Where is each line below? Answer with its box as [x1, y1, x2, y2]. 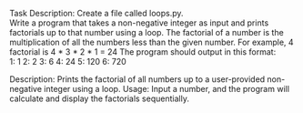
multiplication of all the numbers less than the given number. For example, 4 [9, 36, 294, 47]
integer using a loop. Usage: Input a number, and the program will [44, 84, 289, 94]
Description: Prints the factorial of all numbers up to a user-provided [9, 74, 266, 85]
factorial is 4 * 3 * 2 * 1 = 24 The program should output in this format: [9, 46, 277, 57]
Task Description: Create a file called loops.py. [9, 8, 184, 18]
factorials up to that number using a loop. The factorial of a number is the [9, 27, 284, 37]
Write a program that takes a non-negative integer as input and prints [9, 17, 269, 28]
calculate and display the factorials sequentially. [9, 93, 189, 104]
